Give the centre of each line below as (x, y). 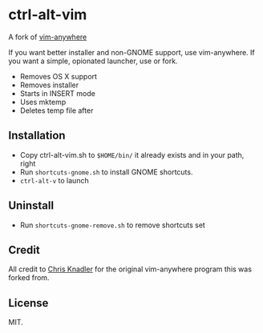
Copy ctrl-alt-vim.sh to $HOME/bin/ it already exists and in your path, (132, 154)
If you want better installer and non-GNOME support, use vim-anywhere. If (131, 52)
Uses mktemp (43, 102)
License (28, 303)
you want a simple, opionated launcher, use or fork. (93, 61)
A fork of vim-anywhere (48, 37)
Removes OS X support (59, 76)
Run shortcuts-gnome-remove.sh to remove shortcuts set (113, 225)
